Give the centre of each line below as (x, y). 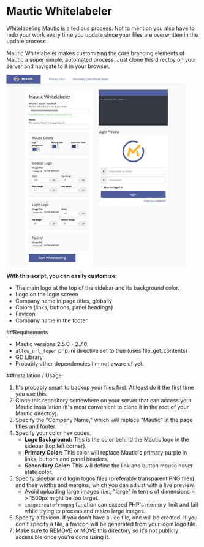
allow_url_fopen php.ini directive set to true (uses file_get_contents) (101, 350)
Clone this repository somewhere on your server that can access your (103, 400)
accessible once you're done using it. (62, 537)
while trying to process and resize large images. (85, 511)
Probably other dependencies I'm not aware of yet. (79, 363)
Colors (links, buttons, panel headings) (64, 307)
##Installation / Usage (34, 375)
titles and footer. (36, 426)
